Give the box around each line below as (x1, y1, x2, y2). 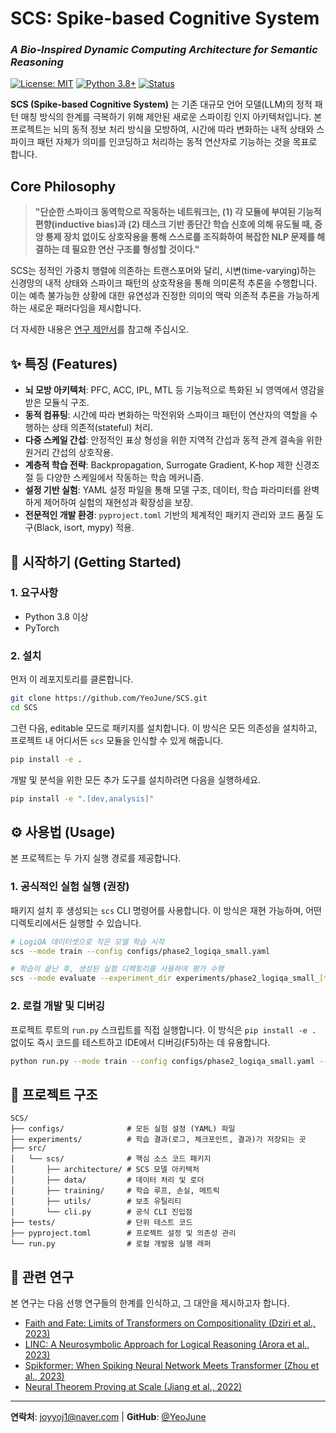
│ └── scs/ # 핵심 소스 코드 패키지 (10, 1154, 212, 1164)
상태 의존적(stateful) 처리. (51, 422, 154, 434)
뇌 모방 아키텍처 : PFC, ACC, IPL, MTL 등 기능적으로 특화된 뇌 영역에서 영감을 (24, 384, 325, 396)
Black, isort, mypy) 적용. (36, 522, 135, 534)
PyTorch (24, 622, 60, 634)
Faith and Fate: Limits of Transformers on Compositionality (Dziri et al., (24, 1317, 316, 1329)
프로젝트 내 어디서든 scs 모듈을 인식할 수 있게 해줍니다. (10, 734, 224, 746)
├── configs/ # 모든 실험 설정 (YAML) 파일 (10, 1124, 236, 1134)
